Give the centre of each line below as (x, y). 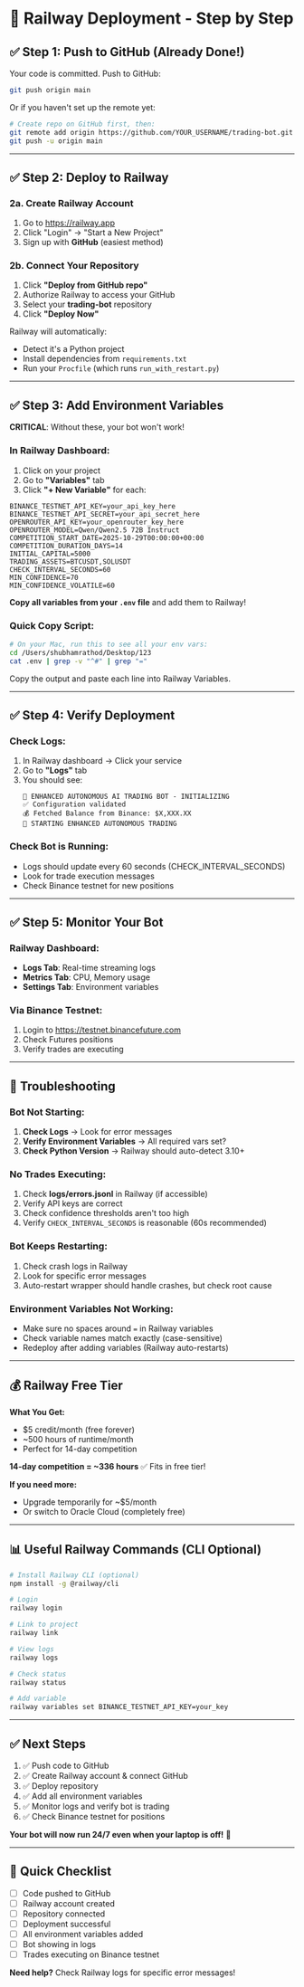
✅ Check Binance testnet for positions (94, 1816)
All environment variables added (83, 1935)
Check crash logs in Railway (75, 1266)
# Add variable (38, 1699)
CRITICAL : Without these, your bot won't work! (97, 427)
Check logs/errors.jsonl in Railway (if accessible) (115, 1194)
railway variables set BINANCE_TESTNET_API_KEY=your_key (119, 1707)
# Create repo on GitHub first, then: (82, 124)
